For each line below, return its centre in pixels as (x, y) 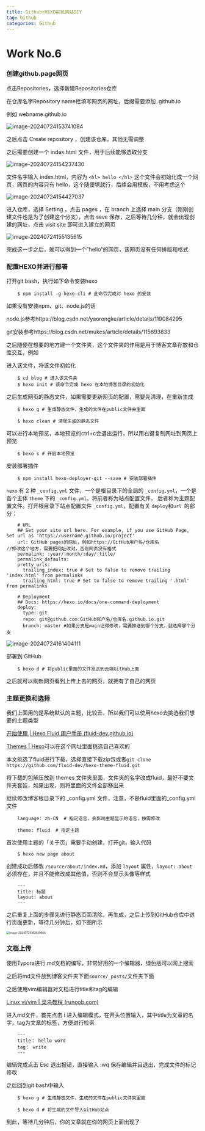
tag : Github (21, 18)
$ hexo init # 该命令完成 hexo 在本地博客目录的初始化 (81, 385)
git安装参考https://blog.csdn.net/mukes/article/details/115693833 (88, 332)
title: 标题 (31, 892)
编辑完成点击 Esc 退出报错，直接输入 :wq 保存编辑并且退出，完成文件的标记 (101, 1064)
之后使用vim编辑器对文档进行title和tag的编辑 (62, 989)
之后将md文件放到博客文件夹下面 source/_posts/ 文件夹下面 (80, 976)
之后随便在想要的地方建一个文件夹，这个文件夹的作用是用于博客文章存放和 (100, 345)
